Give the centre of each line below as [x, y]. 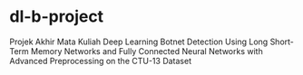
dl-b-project [57, 17]
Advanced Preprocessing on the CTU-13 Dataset [101, 61]
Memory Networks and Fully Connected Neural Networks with [147, 51]
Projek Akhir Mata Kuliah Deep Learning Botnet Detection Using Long [139, 42]
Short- [282, 42]
